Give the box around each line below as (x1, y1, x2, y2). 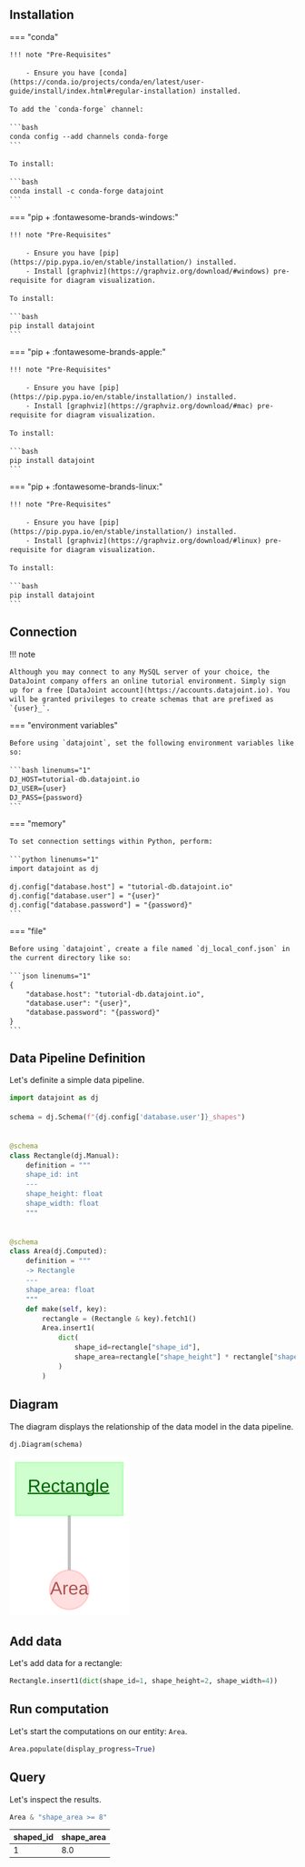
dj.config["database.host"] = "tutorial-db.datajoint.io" (9, 882, 233, 891)
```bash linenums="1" (9, 766, 92, 775)
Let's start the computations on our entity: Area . (9, 1725, 188, 1736)
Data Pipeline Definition (9, 1050, 146, 1067)
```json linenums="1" (9, 971, 92, 980)
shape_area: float (25, 1285, 95, 1294)
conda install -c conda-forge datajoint (9, 186, 165, 196)
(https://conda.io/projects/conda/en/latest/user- (9, 77, 205, 86)
